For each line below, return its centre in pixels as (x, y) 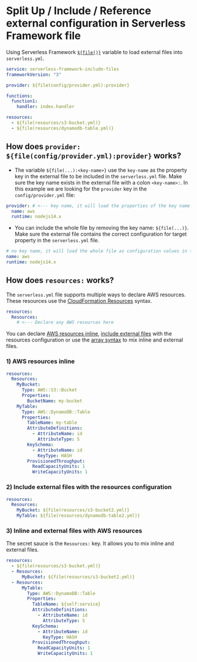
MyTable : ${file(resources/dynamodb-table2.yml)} (79, 516)
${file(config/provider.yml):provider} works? (94, 156)
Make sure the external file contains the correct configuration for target (101, 234)
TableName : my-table (52, 423)
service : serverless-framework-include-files (62, 69)
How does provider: (43, 147)
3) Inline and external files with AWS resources (74, 530)
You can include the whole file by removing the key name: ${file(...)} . (101, 228)
